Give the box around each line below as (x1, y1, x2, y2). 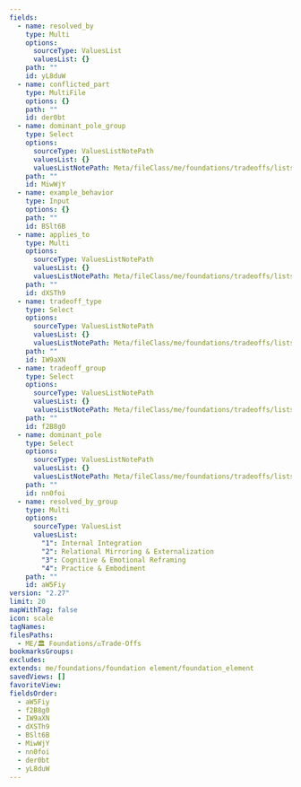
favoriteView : (9, 680, 63, 689)
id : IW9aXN (25, 355, 66, 364)
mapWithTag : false (9, 606, 78, 615)
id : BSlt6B (25, 222, 66, 231)
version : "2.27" (9, 589, 70, 598)
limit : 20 (9, 598, 47, 607)
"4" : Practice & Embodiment (41, 564, 146, 573)
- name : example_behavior (17, 188, 115, 197)
